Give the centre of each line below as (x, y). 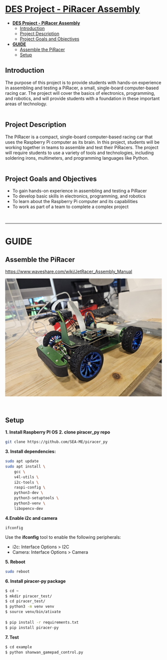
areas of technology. (26, 104)
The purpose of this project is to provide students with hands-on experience (83, 82)
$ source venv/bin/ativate (33, 612)
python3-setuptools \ (36, 498)
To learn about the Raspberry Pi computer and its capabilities (75, 202)
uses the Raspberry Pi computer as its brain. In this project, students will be (83, 142)
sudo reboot (17, 571)
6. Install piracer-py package (36, 581)
